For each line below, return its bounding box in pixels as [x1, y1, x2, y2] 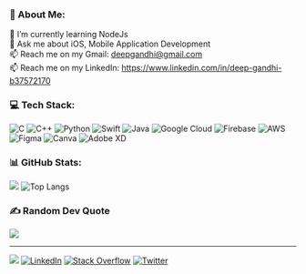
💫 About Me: [9, 8, 66, 21]
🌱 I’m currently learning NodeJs [9, 29, 129, 40]
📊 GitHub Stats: [9, 156, 82, 168]
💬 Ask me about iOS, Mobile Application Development [9, 38, 211, 49]
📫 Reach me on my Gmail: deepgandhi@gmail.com [9, 49, 203, 60]
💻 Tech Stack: [9, 99, 76, 112]
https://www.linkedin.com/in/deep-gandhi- [121, 63, 282, 74]
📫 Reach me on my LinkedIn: [9, 63, 120, 74]
